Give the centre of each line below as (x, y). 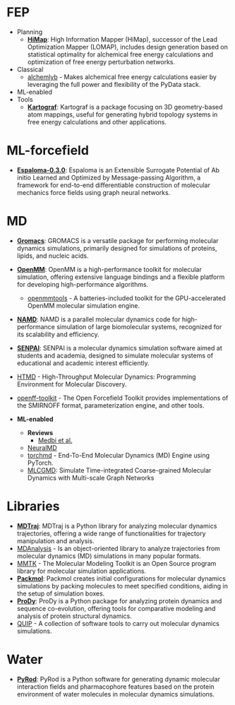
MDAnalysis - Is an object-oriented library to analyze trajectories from (118, 548)
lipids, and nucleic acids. (53, 256)
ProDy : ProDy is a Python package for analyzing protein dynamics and (119, 600)
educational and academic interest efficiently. (83, 363)
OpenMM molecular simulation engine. (84, 305)
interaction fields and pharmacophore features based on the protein (115, 687)
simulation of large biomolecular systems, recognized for (139, 326)
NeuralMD (42, 448)
